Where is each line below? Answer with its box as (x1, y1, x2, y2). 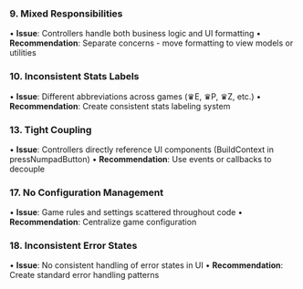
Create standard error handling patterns (9, 270, 160, 281)
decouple (9, 163, 46, 174)
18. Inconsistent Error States (9, 240, 138, 253)
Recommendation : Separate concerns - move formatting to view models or (9, 37, 294, 48)
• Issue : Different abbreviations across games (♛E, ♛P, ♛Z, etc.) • (9, 90, 262, 102)
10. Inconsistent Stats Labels (9, 70, 140, 83)
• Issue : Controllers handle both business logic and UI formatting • (9, 28, 262, 39)
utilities (9, 47, 37, 58)
